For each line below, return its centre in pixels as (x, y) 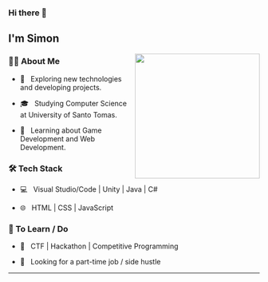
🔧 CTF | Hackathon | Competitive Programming (99, 246)
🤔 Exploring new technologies (71, 78)
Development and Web (57, 138)
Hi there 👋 (28, 13)
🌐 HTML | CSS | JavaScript (67, 208)
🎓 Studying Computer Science (73, 103)
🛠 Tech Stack (35, 169)
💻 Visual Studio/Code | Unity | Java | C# (89, 189)
